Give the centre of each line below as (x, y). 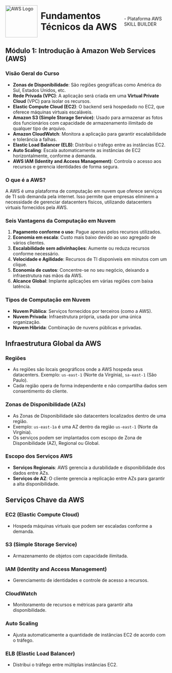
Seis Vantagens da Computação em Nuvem (61, 220)
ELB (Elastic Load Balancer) (40, 653)
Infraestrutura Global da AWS (53, 343)
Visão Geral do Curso (32, 73)
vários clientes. (29, 243)
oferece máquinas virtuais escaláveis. (53, 112)
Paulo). (20, 380)
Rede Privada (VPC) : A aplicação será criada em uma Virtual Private (86, 96)
